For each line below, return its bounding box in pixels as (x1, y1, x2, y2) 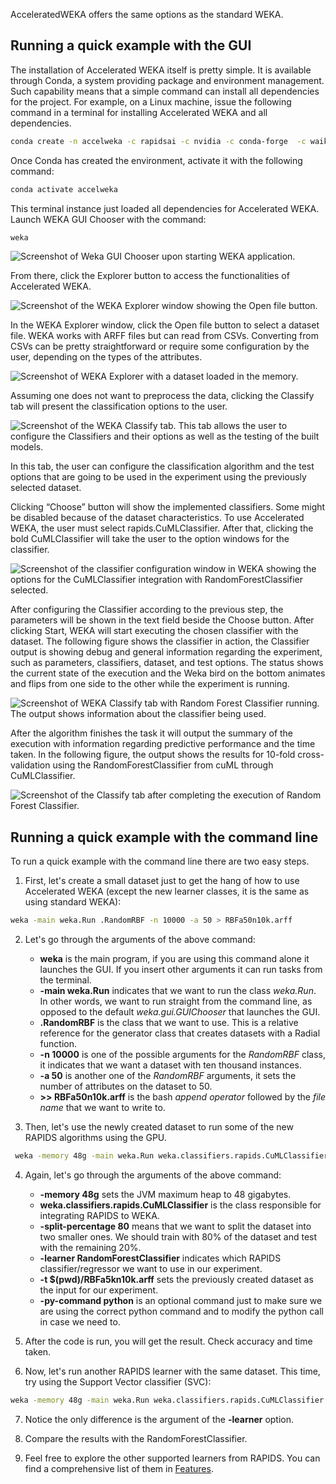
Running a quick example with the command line (10, 829, 319, 846)
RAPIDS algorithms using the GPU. (24, 1132, 167, 1144)
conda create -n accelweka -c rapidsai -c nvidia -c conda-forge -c (10, 136, 307, 146)
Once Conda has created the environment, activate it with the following (10, 154, 303, 166)
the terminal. (39, 974, 92, 986)
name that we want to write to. (39, 1102, 166, 1114)
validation (10, 759, 51, 771)
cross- (297, 749, 325, 761)
